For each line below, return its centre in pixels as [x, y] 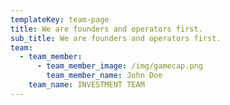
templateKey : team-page [60, 19]
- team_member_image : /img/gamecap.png [119, 66]
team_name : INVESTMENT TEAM [86, 85]
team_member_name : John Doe [104, 76]
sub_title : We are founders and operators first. [116, 38]
